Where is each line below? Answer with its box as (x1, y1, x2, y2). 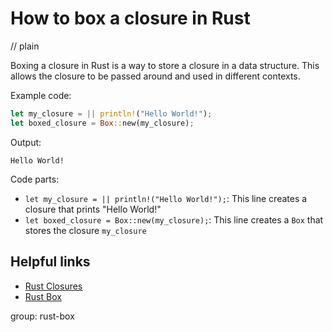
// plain (10, 40, 40, 52)
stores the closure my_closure (24, 224, 147, 236)
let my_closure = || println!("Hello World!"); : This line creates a (24, 192, 308, 204)
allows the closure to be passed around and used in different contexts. (10, 70, 301, 82)
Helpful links (10, 253, 91, 271)
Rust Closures (24, 280, 83, 292)
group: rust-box (10, 310, 75, 322)
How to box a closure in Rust (10, 7, 251, 30)
